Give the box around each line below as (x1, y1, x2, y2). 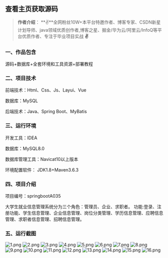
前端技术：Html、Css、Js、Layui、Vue (5, 87, 87, 93)
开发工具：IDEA (5, 135, 38, 141)
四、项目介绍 (5, 181, 37, 188)
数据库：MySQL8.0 (5, 145, 45, 151)
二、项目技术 (5, 75, 37, 82)
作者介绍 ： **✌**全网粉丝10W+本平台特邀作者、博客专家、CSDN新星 (17, 19, 161, 25)
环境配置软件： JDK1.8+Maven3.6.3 (5, 166, 79, 173)
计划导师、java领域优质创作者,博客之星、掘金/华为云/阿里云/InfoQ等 (17, 27, 158, 33)
